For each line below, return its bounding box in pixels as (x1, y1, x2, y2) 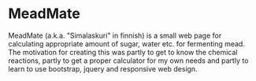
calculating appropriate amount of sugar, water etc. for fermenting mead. (8, 39, 246, 48)
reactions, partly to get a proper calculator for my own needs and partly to (8, 56, 249, 65)
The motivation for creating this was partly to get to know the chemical (8, 47, 238, 57)
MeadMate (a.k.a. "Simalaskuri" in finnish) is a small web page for (8, 31, 222, 40)
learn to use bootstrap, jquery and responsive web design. (8, 64, 198, 73)
